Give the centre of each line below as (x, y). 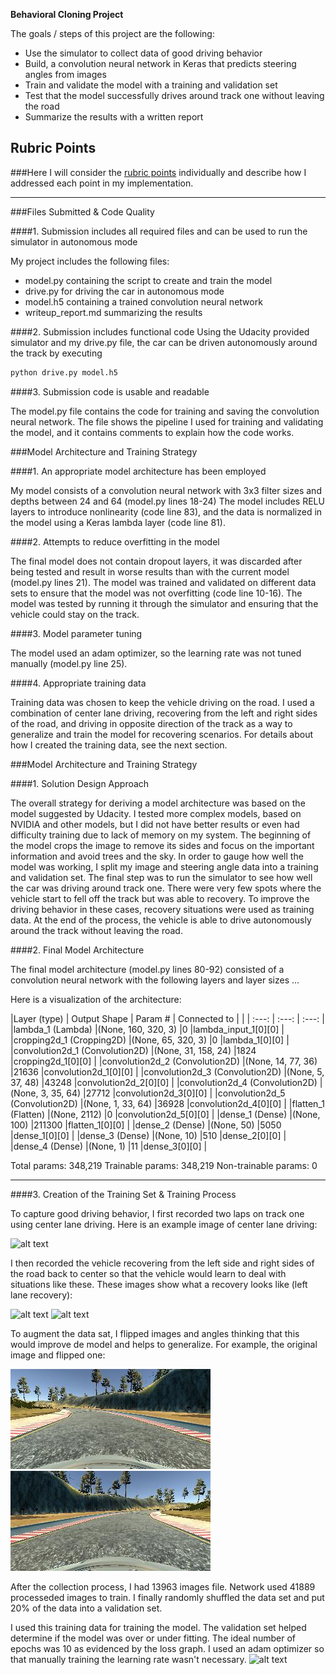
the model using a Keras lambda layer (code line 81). (118, 522)
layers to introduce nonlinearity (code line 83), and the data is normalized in (166, 511)
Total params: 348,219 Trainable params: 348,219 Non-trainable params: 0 (164, 1165)
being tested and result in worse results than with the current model (150, 571)
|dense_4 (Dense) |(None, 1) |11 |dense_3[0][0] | (109, 1146)
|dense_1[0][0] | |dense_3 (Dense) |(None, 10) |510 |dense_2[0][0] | (148, 1135)
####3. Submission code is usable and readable (110, 391)
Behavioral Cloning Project (67, 14)
